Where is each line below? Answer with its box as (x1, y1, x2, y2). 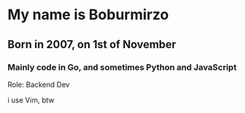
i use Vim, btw (7, 95, 55, 105)
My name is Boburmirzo (7, 6, 169, 24)
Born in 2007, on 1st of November (7, 38, 177, 51)
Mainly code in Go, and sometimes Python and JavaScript (7, 62, 237, 73)
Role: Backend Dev (7, 79, 70, 89)
